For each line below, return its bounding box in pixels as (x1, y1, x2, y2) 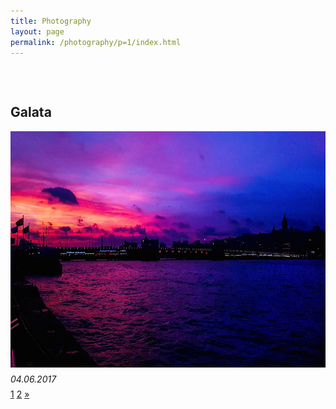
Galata (10, 104, 52, 121)
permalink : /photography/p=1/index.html (10, 37, 182, 47)
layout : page (10, 26, 65, 37)
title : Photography (10, 16, 92, 26)
